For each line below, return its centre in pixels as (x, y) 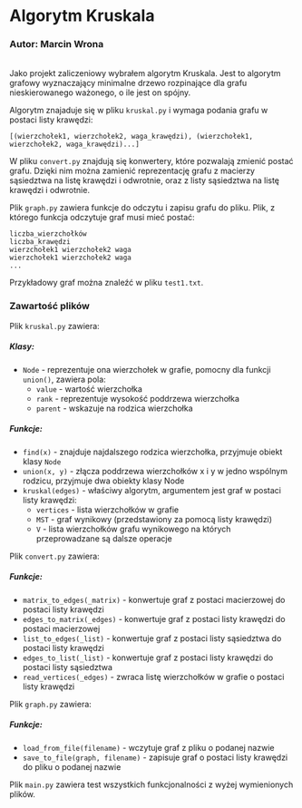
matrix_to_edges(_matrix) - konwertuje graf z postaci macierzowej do (154, 599)
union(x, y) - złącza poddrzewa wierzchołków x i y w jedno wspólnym (155, 471)
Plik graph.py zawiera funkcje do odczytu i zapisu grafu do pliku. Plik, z (142, 208)
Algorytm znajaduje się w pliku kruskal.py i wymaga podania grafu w (139, 111)
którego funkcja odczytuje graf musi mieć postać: (102, 218)
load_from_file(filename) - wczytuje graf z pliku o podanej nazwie (148, 747)
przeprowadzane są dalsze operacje (104, 538)
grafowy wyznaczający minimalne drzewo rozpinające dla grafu (128, 83)
